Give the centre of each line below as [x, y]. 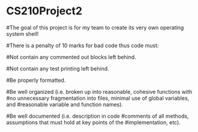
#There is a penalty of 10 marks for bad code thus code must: [82, 45]
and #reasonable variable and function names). [65, 104]
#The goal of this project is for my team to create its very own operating [95, 27]
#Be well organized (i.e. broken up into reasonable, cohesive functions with [99, 91]
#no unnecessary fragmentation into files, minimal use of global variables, [98, 98]
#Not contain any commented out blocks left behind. [71, 57]
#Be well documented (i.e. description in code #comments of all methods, [97, 116]
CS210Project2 [44, 11]
